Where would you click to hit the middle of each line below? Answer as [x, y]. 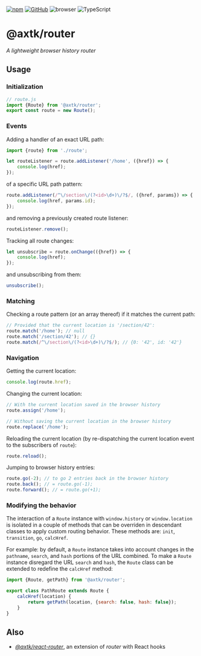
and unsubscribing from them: [44, 275]
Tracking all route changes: [40, 241]
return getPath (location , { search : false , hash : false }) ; [102, 602]
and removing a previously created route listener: [67, 218]
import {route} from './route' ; [47, 150]
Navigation [23, 358]
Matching [21, 301]
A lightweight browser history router [51, 50]
